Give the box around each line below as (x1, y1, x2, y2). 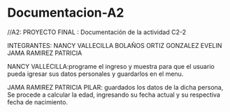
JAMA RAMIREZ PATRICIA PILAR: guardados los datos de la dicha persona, (7, 83, 224, 91)
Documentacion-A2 (7, 5, 124, 21)
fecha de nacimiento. (7, 97, 69, 106)
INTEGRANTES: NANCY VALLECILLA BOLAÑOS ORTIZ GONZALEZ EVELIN (7, 41, 222, 49)
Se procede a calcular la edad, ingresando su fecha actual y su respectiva (7, 90, 220, 99)
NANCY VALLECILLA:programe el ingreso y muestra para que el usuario (7, 62, 215, 70)
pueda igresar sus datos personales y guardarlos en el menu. (7, 70, 184, 78)
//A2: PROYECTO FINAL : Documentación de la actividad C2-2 (7, 28, 187, 36)
